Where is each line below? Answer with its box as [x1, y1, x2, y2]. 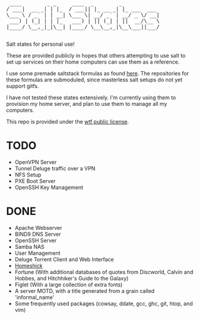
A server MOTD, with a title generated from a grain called [14, 287, 155, 294]
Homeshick [14, 262, 43, 269]
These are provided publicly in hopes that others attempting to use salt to [6, 52, 186, 59]
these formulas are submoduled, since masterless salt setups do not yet [6, 76, 183, 83]
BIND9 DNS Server [14, 230, 61, 238]
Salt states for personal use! [6, 40, 75, 48]
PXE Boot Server [14, 177, 56, 184]
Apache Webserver [14, 224, 62, 231]
